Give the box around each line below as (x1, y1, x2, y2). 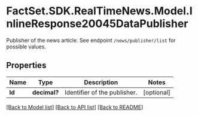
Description (83, 78, 118, 86)
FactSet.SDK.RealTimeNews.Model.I (6, 4, 193, 18)
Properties (6, 60, 47, 71)
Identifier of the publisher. (65, 88, 138, 96)
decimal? (32, 88, 59, 96)
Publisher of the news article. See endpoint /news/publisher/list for (6, 36, 176, 44)
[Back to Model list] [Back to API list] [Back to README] (6, 103, 144, 111)
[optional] (143, 88, 170, 96)
